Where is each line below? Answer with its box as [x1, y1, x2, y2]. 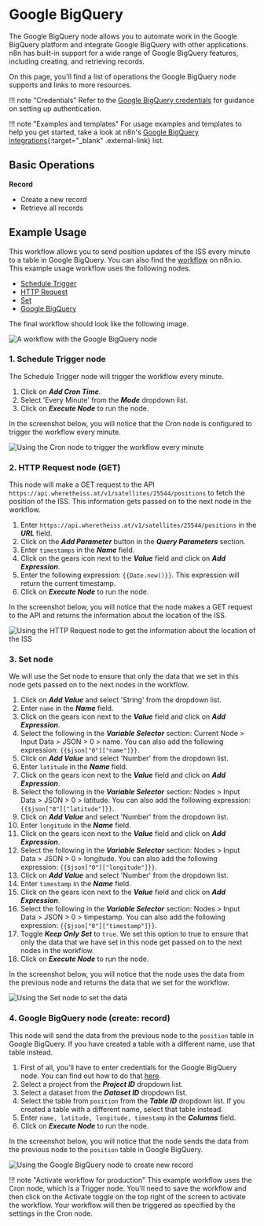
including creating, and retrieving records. [9, 57, 145, 66]
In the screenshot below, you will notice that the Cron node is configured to [9, 418, 252, 428]
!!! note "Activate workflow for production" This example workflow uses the [9, 1175, 252, 1184]
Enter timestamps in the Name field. [20, 545, 135, 555]
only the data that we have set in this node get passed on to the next [20, 937, 243, 947]
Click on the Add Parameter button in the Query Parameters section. [20, 537, 246, 547]
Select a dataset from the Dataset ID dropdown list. [20, 1088, 188, 1097]
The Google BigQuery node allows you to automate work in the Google [9, 31, 238, 41]
